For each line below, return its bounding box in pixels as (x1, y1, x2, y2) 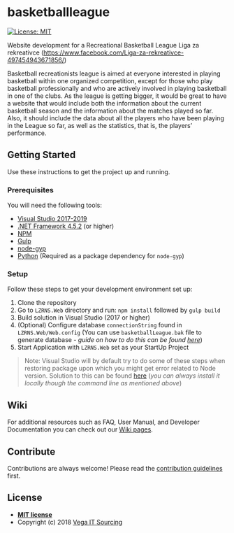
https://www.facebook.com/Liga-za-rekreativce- (43, 48, 184, 57)
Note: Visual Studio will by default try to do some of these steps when (24, 357, 226, 365)
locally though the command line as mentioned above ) (24, 379, 182, 388)
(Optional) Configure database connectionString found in (17, 321, 182, 329)
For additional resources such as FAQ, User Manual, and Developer (7, 418, 200, 427)
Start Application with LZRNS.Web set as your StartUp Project (17, 343, 189, 352)
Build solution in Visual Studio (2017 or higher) (17, 313, 150, 322)
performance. (7, 129, 47, 137)
